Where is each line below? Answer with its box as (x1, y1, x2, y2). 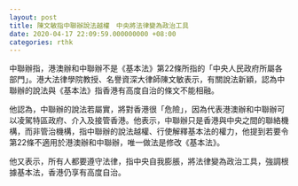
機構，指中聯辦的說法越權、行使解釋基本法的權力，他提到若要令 (55, 126, 289, 137)
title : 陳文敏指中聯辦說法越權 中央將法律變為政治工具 (9, 21, 189, 30)
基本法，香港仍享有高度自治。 (16, 167, 126, 178)
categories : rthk (9, 37, 74, 47)
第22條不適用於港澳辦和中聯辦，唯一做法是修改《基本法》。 (9, 137, 225, 148)
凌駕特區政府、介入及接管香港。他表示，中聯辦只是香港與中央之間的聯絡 (16, 115, 281, 126)
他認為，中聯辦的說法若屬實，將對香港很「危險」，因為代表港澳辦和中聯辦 (9, 104, 278, 115)
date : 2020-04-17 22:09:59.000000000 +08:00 (9, 29, 176, 38)
